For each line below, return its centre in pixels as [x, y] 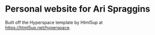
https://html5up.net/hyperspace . [38, 27]
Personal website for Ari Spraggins [78, 9]
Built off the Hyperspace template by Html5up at [54, 22]
